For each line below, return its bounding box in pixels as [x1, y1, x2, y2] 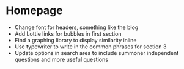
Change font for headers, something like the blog [14, 24, 139, 31]
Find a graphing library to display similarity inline [14, 36, 137, 44]
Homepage [6, 4, 63, 18]
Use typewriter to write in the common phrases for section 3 [14, 43, 167, 50]
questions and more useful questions [14, 56, 108, 63]
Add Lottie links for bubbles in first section [14, 30, 122, 37]
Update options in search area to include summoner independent [14, 49, 179, 56]
